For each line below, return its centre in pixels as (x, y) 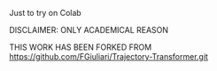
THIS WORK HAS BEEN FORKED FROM (81, 47)
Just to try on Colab (45, 13)
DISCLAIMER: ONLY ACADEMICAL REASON (89, 30)
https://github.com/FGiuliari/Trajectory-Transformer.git (108, 56)
